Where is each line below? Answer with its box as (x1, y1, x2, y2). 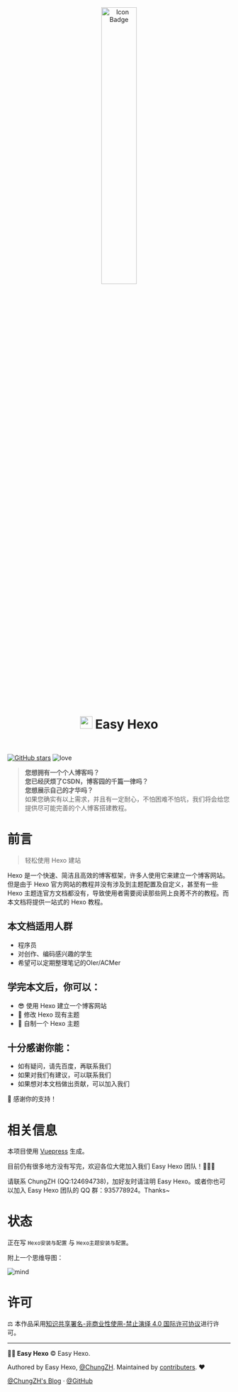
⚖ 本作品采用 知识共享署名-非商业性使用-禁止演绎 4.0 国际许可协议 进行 (7, 1320, 214, 1328)
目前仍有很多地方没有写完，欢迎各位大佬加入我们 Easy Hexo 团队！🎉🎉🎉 (7, 1162, 215, 1171)
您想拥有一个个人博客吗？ (24, 768, 100, 776)
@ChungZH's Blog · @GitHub (7, 1376, 93, 1386)
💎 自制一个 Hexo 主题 (17, 1019, 80, 1027)
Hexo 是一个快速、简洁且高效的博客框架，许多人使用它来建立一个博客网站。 (7, 871, 229, 879)
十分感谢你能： (7, 1042, 73, 1054)
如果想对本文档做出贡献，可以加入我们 (17, 1080, 130, 1088)
